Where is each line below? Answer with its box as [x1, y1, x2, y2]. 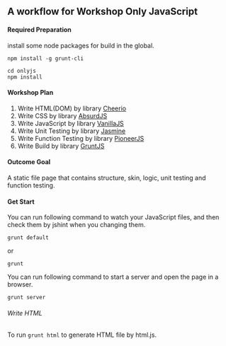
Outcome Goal [7, 158, 51, 166]
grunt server [7, 294, 46, 301]
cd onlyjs [7, 67, 37, 74]
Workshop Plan [7, 88, 54, 97]
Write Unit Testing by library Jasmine [17, 127, 126, 135]
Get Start [7, 197, 35, 206]
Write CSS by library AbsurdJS [17, 111, 108, 120]
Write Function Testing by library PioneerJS [17, 134, 145, 142]
